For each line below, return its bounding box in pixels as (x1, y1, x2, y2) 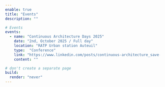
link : (14, 52, 26, 57)
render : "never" (9, 75, 43, 80)
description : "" (5, 16, 38, 21)
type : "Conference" (14, 47, 56, 53)
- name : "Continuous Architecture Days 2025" (9, 34, 105, 39)
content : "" (14, 57, 38, 62)
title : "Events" (5, 12, 38, 17)
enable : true (5, 7, 32, 12)
